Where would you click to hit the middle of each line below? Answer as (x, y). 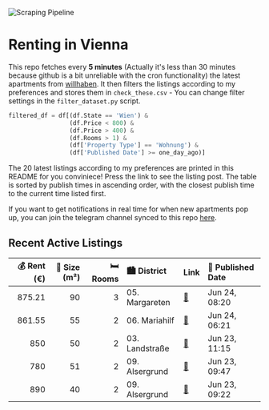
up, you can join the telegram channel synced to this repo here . (113, 218)
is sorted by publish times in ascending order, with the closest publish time (131, 185)
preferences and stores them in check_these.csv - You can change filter (126, 92)
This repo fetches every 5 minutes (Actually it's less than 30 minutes (122, 66)
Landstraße (148, 348)
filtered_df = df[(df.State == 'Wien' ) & (78, 115)
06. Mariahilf (151, 320)
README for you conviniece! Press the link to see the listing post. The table (133, 177)
